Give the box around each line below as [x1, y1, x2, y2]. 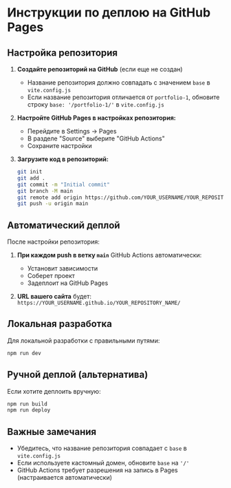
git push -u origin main [16, 200, 89, 207]
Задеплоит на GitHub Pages [27, 279, 109, 287]
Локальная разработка [7, 318, 112, 330]
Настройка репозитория [7, 47, 118, 59]
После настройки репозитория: [7, 237, 100, 246]
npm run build [7, 401, 48, 407]
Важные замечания [7, 425, 97, 438]
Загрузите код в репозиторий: [16, 155, 109, 163]
